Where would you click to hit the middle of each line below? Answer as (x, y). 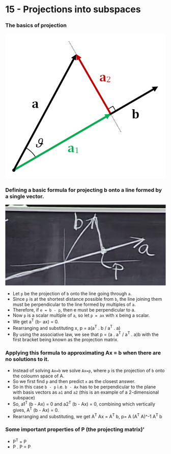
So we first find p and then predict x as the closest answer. (74, 381)
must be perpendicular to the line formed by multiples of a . (74, 304)
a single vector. (25, 196)
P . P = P (22, 447)
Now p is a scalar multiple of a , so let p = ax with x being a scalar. (81, 316)
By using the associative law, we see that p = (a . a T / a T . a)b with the (85, 334)
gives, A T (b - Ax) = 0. (36, 410)
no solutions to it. (27, 360)
